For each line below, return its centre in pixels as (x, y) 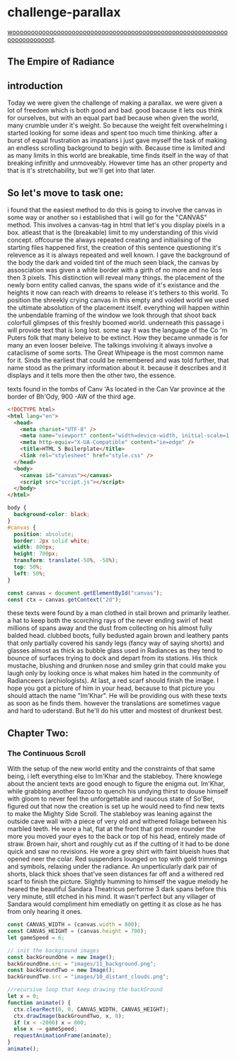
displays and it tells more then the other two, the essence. (92, 375)
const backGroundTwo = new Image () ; (61, 971)
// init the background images (53, 950)
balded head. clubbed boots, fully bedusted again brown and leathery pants (118, 636)
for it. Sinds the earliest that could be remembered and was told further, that (118, 360)
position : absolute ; (44, 534)
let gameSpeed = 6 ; (36, 938)
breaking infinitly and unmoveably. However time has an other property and (117, 163)
